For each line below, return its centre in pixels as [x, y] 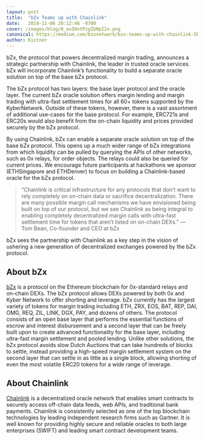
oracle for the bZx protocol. [40, 178]
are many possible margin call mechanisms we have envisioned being [108, 202]
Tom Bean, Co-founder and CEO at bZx [70, 228]
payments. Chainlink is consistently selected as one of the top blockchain [98, 411]
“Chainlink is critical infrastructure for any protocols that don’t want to [108, 190]
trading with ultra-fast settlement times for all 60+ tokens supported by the [100, 101]
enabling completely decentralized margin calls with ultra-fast [98, 215]
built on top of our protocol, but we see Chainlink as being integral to [107, 209]
